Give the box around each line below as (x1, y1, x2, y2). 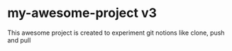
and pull (7, 35, 31, 44)
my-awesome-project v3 (7, 5, 158, 21)
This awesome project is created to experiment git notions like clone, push (7, 28, 225, 37)
